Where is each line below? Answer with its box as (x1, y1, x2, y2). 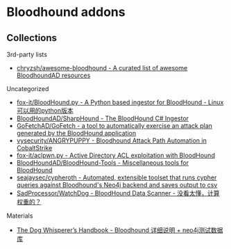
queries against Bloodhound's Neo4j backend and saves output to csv (16, 181, 218, 188)
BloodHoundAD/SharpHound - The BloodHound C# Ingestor (16, 114, 189, 122)
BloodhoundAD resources (16, 71, 91, 79)
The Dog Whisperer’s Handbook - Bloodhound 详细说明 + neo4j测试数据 (16, 226, 223, 234)
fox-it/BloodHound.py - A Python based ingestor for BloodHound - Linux (16, 98, 224, 106)
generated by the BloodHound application (16, 129, 137, 137)
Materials (6, 211, 33, 220)
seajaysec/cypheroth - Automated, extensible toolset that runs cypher (16, 173, 217, 182)
